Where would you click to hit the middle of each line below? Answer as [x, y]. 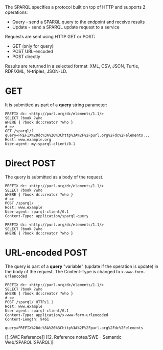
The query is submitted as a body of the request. [54, 177]
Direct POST [31, 163]
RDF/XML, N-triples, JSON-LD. [36, 71]
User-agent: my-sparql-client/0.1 [40, 144]
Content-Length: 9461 [27, 319]
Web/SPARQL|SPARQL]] [29, 342]
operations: [17, 12]
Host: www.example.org [28, 140]
